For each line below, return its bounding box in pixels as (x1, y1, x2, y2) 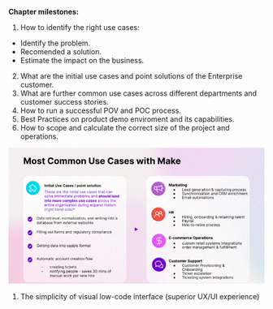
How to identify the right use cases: (19, 23, 140, 32)
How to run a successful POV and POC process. (19, 105, 181, 115)
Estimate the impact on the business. (19, 56, 145, 65)
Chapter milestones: (8, 7, 80, 16)
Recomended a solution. (19, 47, 102, 56)
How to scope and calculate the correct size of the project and (19, 123, 230, 132)
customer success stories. (19, 97, 110, 106)
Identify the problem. (19, 38, 91, 48)
